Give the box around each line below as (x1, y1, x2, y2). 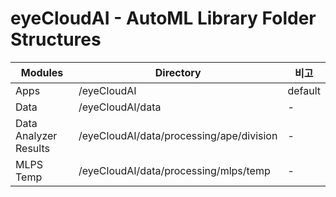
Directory (154, 65, 202, 79)
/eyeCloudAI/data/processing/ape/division (78, 128, 278, 142)
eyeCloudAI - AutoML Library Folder (10, 7, 317, 30)
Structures (10, 28, 102, 51)
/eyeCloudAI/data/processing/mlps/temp (78, 163, 271, 177)
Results (15, 141, 50, 155)
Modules (20, 65, 64, 79)
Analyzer (15, 128, 58, 142)
